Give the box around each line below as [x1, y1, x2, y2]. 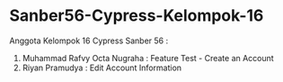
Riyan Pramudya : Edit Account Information [22, 62, 182, 73]
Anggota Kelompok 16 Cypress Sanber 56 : [9, 35, 169, 46]
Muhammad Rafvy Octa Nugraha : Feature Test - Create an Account [22, 52, 274, 63]
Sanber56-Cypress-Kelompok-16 [9, 5, 264, 26]
